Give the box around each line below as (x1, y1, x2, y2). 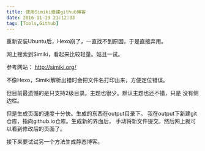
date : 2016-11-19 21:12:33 (6, 15, 75, 21)
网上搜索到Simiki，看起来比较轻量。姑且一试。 (6, 51, 124, 58)
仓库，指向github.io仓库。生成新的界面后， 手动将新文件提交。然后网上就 (6, 118, 191, 125)
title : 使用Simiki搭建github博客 (6, 9, 86, 15)
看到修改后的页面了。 (11, 125, 65, 133)
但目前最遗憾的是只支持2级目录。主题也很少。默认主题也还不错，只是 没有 (6, 90, 194, 97)
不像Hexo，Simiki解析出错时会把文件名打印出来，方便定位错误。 (6, 77, 169, 84)
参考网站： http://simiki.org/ (6, 63, 76, 71)
